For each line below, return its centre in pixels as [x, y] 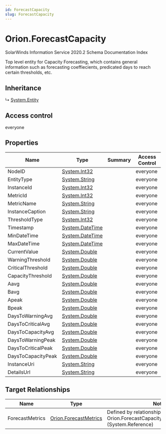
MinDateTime [23, 235]
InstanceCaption [27, 212]
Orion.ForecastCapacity [56, 39]
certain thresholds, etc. [29, 73]
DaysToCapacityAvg [31, 332]
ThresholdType [25, 219]
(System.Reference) [130, 424]
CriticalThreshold [28, 267]
